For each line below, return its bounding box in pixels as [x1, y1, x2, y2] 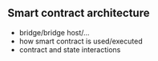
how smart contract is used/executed [18, 36, 143, 46]
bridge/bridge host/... [18, 27, 90, 37]
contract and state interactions [18, 44, 121, 55]
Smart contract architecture [7, 6, 150, 20]
